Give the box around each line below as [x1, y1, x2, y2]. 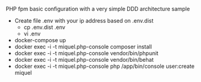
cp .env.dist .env [23, 24, 65, 31]
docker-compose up [14, 37, 67, 43]
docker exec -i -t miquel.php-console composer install [14, 43, 152, 50]
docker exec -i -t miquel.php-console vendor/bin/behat [14, 56, 154, 63]
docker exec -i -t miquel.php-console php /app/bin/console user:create [14, 62, 195, 70]
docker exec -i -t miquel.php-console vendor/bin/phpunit [14, 50, 159, 57]
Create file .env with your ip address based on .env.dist [14, 17, 154, 24]
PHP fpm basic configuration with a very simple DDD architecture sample [5, 6, 190, 12]
